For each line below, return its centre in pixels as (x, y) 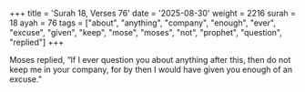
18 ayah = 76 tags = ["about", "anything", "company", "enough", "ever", (142, 23)
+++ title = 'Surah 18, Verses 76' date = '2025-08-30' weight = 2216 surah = (152, 13)
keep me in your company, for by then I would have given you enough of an (151, 69)
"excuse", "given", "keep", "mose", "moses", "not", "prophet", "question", (146, 32)
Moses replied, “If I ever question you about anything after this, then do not (150, 60)
